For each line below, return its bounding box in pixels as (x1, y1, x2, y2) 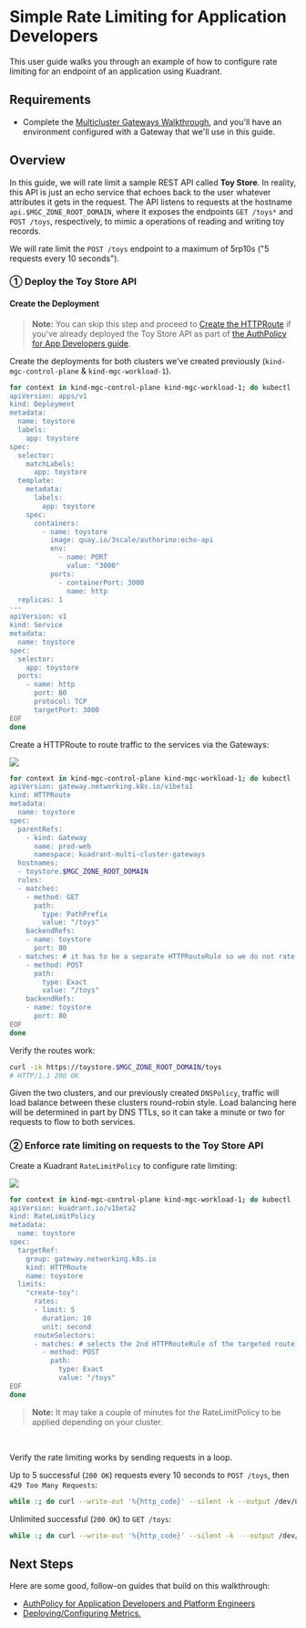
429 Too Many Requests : (9, 1479, 98, 1490)
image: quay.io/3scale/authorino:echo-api (49, 536, 214, 545)
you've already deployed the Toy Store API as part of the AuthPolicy (31, 328, 287, 339)
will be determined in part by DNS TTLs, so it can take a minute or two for (9, 1107, 285, 1118)
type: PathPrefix (42, 909, 107, 919)
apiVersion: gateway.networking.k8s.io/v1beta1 (9, 782, 194, 792)
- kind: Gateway (25, 833, 88, 842)
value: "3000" (66, 562, 120, 571)
